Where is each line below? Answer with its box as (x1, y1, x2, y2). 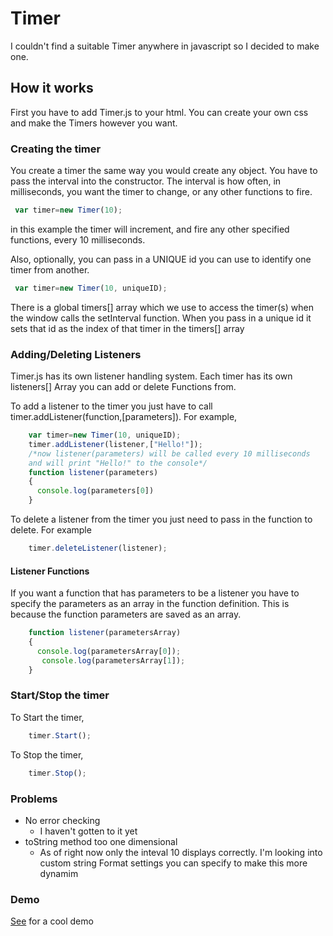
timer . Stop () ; (28, 768, 87, 778)
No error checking (24, 814, 101, 826)
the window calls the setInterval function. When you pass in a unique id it (10, 312, 312, 324)
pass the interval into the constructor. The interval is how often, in (10, 175, 282, 187)
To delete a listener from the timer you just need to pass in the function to (10, 513, 313, 526)
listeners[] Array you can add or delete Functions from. (10, 381, 237, 393)
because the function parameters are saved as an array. (10, 608, 242, 621)
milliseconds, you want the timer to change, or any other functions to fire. (10, 186, 313, 198)
